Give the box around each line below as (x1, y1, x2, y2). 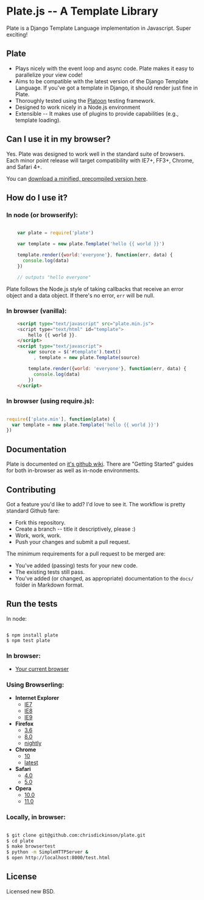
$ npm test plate (6, 637, 51, 643)
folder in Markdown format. (15, 581, 84, 588)
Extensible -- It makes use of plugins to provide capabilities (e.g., (15, 110, 179, 117)
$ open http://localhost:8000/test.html (6, 855, 111, 861)
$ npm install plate (6, 632, 59, 638)
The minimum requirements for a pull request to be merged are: (6, 549, 166, 557)
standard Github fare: (6, 507, 60, 514)
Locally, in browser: (6, 813, 66, 822)
